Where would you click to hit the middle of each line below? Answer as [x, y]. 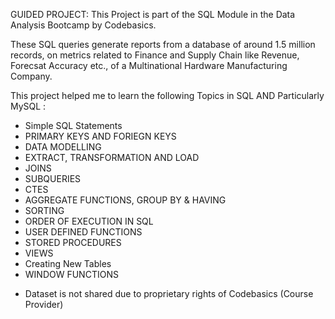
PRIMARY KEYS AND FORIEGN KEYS [100, 136]
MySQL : [28, 106]
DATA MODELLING [63, 147]
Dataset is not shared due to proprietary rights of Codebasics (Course [169, 293]
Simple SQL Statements [73, 125]
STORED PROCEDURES [73, 242]
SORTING [44, 210]
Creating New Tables [68, 263]
